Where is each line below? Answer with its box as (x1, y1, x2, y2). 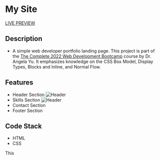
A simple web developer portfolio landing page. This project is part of (12, 47, 155, 53)
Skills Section (12, 96, 40, 103)
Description (5, 34, 42, 43)
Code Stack (5, 121, 42, 130)
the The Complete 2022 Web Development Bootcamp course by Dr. (12, 53, 152, 59)
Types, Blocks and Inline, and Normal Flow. (12, 63, 101, 69)
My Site (5, 3, 37, 15)
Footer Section (12, 107, 43, 113)
